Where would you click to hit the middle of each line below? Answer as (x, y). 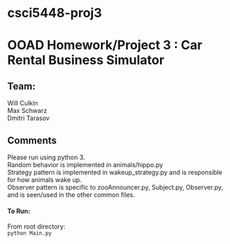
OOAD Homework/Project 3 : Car (105, 45)
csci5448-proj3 (55, 13)
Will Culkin (23, 103)
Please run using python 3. (46, 157)
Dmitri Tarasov (29, 118)
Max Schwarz (27, 111)
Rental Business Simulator (86, 60)
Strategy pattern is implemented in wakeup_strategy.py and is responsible (115, 172)
